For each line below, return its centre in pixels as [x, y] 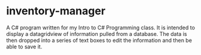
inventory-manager [56, 11]
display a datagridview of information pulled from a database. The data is [97, 33]
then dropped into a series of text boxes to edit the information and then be [99, 40]
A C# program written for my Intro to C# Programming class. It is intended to [100, 27]
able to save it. [24, 47]
